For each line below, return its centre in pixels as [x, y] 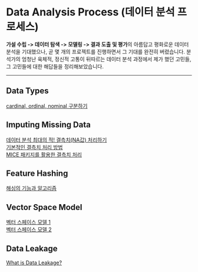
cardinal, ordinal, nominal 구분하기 [47, 106]
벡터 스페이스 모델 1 [29, 222]
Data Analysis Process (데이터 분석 [90, 12]
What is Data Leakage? [34, 263]
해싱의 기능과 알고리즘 [32, 188]
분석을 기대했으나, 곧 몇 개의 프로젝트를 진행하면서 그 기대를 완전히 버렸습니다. [96, 51]
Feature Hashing [37, 173]
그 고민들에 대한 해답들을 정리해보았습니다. [55, 66]
